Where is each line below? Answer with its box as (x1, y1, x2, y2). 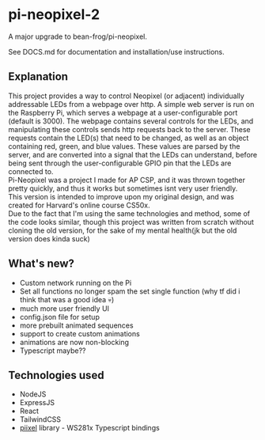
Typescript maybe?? (19, 346, 86, 355)
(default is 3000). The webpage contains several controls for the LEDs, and (8, 116, 254, 126)
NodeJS (19, 389, 47, 399)
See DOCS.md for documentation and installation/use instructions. (8, 47, 225, 56)
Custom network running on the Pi (19, 278, 132, 287)
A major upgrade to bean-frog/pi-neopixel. (8, 32, 148, 41)
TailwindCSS (19, 415, 62, 424)
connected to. (8, 166, 54, 176)
